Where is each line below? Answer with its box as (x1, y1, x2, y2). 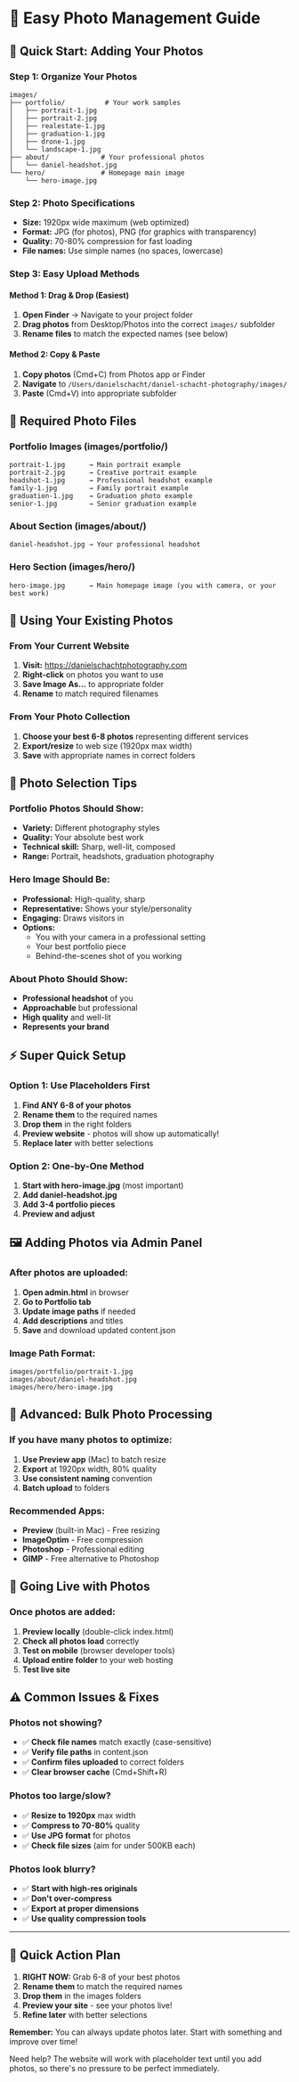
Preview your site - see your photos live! (21, 2000, 173, 2011)
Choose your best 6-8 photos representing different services (21, 731, 249, 742)
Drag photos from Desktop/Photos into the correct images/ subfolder (21, 319, 276, 330)
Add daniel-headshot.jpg (21, 1190, 117, 1201)
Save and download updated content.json (21, 1324, 176, 1335)
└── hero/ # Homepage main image (9, 168, 185, 177)
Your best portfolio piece (35, 940, 126, 952)
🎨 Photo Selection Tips (9, 775, 138, 791)
